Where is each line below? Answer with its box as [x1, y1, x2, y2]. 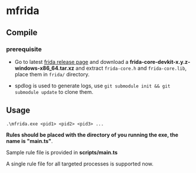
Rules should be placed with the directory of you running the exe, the [6, 131, 178, 138]
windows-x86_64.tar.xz [14, 65, 75, 72]
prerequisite [6, 45, 42, 53]
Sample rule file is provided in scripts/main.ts [6, 148, 118, 156]
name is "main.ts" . [6, 137, 53, 144]
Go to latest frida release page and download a [14, 58, 129, 65]
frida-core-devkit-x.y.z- [129, 58, 191, 65]
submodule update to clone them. [14, 88, 94, 95]
